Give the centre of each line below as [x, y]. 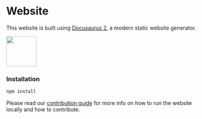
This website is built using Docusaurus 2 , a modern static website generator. [101, 28]
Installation [23, 79]
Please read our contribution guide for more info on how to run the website [99, 103]
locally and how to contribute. [43, 109]
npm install [21, 92]
